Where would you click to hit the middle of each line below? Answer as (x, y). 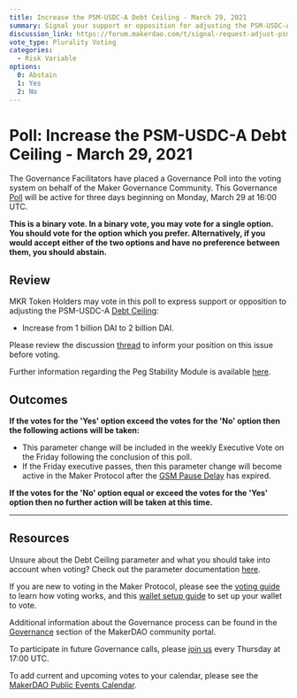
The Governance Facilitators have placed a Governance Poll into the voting (145, 179)
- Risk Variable (47, 58)
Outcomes (38, 399)
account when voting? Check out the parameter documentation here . (135, 569)
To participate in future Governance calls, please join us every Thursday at (145, 648)
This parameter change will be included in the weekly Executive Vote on (153, 447)
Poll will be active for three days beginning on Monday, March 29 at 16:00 (143, 198)
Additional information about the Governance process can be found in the (143, 622)
